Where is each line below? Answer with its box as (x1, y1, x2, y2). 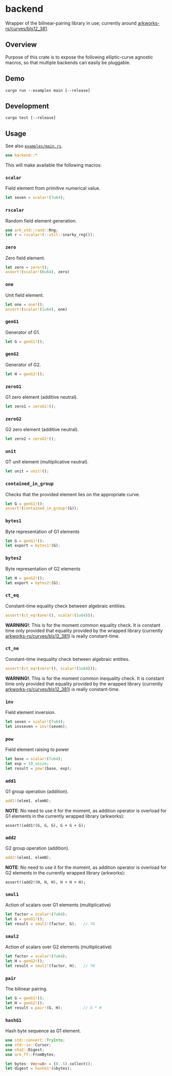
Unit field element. (5, 292, 45, 298)
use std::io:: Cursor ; (5, 1042, 52, 1047)
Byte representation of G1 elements (5, 529, 80, 535)
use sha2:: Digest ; (5, 1047, 45, 1052)
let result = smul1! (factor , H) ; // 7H (5, 963, 95, 968)
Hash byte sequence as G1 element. (5, 1028, 81, 1034)
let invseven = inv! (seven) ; (5, 724, 68, 729)
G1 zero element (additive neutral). (5, 394, 78, 400)
